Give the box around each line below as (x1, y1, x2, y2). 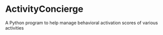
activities (5, 25, 24, 31)
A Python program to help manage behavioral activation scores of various (5, 20, 158, 26)
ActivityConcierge (5, 3, 84, 15)
